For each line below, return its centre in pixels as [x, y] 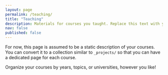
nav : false [16, 28]
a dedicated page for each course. [41, 57]
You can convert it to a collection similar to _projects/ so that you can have [83, 52]
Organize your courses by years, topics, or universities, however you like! [81, 67]
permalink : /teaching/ [29, 14]
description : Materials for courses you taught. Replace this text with [82, 24]
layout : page [19, 10]
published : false [23, 33]
